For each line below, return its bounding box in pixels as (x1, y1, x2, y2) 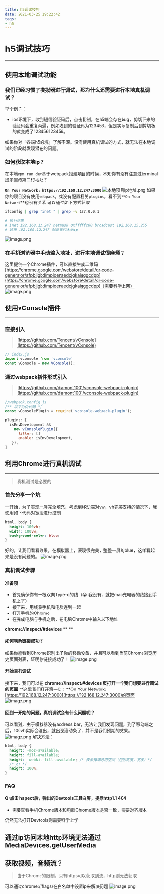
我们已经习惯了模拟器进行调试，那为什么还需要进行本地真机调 (5, 86, 150, 93)
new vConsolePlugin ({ (14, 427, 58, 432)
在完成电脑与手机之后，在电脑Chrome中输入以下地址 (12, 616, 119, 622)
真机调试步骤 (5, 567, 36, 574)
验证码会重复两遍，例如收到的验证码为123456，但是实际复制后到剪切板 (12, 122, 156, 128)
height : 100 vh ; (9, 524, 41, 529)
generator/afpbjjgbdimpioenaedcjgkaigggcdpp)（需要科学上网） (5, 283, 135, 289)
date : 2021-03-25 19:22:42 (5, 12, 60, 17)
